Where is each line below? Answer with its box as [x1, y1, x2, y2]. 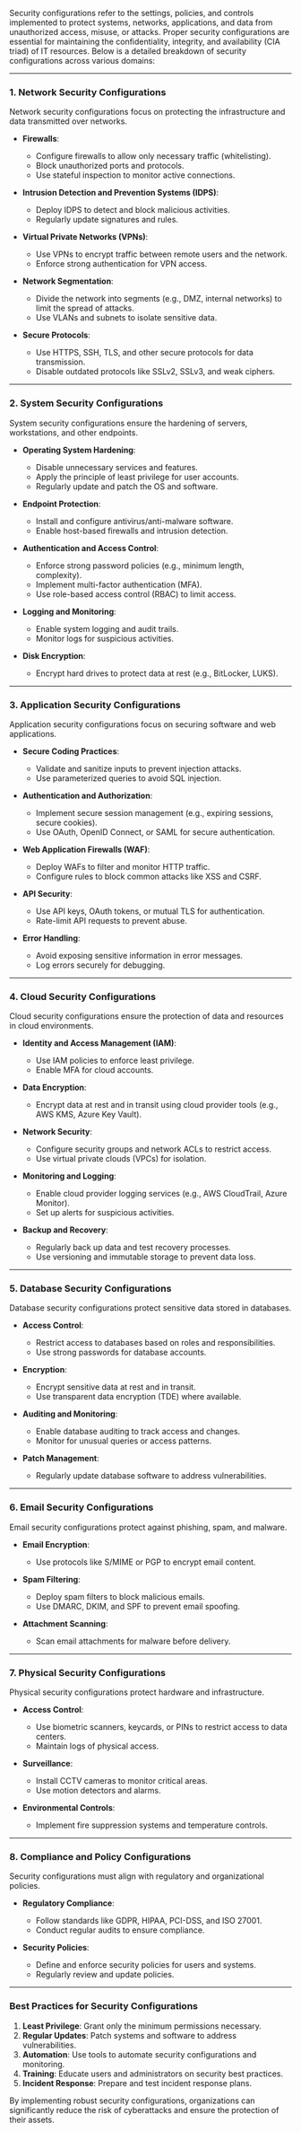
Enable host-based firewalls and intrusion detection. [35, 525, 228, 536]
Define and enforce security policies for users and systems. [35, 1960, 257, 1970]
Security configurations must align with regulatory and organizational [9, 1871, 264, 1882]
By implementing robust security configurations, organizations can [9, 2095, 255, 2106]
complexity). [35, 569, 82, 580]
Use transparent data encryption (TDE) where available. [35, 1391, 242, 1402]
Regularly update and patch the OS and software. [35, 480, 219, 492]
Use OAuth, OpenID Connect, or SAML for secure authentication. [35, 826, 276, 838]
